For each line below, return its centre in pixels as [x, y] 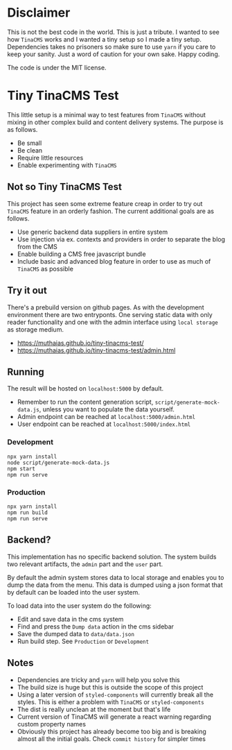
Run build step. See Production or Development [83, 641]
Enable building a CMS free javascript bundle [82, 254]
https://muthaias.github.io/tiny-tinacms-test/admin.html [96, 350]
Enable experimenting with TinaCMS [67, 165]
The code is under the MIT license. [57, 67]
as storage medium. [36, 329]
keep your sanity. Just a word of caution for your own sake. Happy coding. [114, 54]
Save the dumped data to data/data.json [76, 633]
